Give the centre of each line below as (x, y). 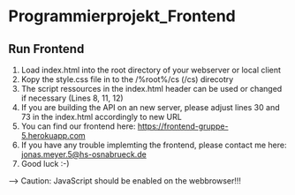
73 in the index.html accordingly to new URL (101, 117)
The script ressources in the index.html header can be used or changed (151, 89)
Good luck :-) (45, 164)
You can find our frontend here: (78, 126)
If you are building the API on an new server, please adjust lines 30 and (150, 107)
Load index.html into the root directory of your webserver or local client (151, 70)
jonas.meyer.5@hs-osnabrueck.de (83, 154)
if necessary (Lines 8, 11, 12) (72, 98)
